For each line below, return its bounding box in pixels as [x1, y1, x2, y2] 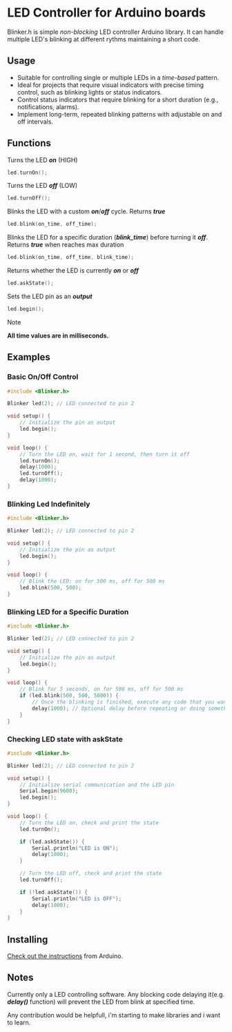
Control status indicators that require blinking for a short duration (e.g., [17, 95, 219, 104]
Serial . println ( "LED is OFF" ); [32, 895, 122, 902]
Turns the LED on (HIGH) [7, 155, 78, 164]
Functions [7, 137, 52, 149]
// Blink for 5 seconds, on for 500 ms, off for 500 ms [19, 685, 184, 693]
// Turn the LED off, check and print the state [19, 870, 162, 877]
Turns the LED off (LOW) [7, 182, 78, 190]
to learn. [7, 1018, 31, 1026]
